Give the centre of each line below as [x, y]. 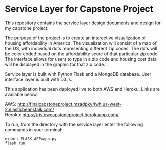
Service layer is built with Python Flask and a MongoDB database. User [78, 74]
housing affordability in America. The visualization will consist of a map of [81, 43]
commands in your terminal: [34, 130]
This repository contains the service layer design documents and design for [83, 23]
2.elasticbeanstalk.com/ [30, 109]
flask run [15, 143]
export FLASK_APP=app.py [31, 139]
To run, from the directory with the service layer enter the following [74, 124]
